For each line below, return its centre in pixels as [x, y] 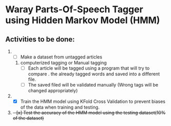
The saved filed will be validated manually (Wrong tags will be [93, 85]
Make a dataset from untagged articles [61, 57]
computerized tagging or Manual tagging [63, 63]
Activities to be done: [40, 39]
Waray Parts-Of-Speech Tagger [74, 9]
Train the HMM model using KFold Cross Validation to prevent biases [93, 101]
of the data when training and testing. [60, 107]
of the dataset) [28, 118]
